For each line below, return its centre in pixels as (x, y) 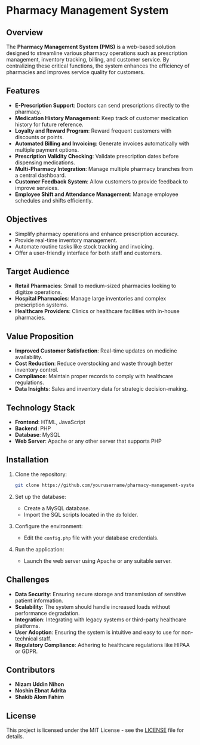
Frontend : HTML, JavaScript (50, 422)
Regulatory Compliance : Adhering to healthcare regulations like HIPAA (102, 645)
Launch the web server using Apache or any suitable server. (98, 561)
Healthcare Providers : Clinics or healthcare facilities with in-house (97, 311)
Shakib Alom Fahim (39, 697)
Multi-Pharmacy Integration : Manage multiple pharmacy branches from (104, 168)
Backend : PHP (33, 428)
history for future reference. (49, 124)
